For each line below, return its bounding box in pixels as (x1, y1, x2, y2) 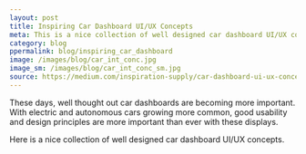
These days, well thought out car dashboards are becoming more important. (9, 97, 296, 108)
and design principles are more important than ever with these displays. (9, 116, 279, 127)
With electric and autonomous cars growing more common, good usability (9, 106, 288, 118)
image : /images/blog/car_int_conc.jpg (9, 55, 157, 64)
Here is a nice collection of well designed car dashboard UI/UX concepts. (9, 133, 285, 145)
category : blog (9, 38, 67, 48)
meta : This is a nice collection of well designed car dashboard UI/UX (9, 30, 287, 39)
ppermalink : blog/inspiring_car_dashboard (9, 47, 173, 56)
